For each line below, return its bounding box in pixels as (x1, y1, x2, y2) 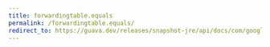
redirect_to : (8, 26, 52, 34)
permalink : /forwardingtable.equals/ (8, 19, 135, 27)
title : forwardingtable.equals (8, 11, 113, 20)
